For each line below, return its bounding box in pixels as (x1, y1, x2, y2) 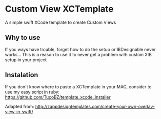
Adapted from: (5, 103, 34, 109)
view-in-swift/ (5, 108, 33, 115)
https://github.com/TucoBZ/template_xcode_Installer (5, 94, 111, 100)
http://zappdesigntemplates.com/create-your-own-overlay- (35, 103, 155, 109)
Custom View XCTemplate (5, 3, 114, 15)
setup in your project (5, 57, 47, 63)
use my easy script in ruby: (5, 89, 60, 95)
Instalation (5, 71, 38, 79)
